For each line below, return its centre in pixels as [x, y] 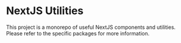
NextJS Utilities [45, 11]
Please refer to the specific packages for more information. [78, 33]
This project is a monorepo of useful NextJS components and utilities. [91, 27]
